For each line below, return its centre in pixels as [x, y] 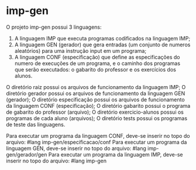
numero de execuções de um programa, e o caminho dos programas [97, 63]
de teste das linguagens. [36, 124]
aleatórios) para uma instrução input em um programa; [80, 50]
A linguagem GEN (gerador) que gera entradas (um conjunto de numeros [102, 45]
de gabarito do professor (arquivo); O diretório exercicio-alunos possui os [95, 112]
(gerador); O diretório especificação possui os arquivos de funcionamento [96, 99]
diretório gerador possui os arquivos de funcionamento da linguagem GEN [96, 93]
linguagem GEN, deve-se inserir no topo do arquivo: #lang [76, 148]
